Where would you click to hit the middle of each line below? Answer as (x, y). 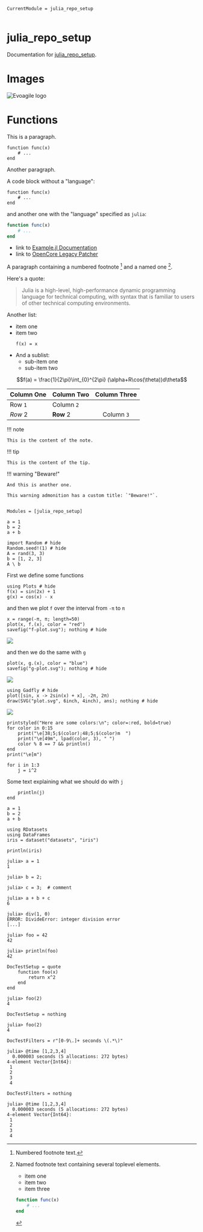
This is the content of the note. (50, 440)
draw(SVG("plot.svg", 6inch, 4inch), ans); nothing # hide (83, 701)
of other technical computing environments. (76, 303)
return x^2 (42, 977)
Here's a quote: (26, 279)
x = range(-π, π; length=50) (43, 619)
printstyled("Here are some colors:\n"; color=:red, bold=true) (89, 723)
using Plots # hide (31, 586)
